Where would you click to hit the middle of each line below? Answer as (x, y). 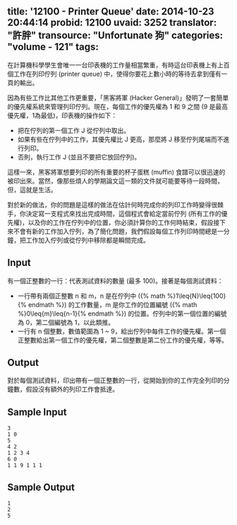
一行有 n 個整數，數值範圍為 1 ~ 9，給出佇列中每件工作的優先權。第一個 (122, 331)
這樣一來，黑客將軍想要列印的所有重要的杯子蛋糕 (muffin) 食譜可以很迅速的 (116, 172)
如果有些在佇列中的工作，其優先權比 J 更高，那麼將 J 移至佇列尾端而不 (120, 139)
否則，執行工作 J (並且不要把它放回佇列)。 (79, 157)
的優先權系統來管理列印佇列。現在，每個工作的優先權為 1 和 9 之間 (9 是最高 (117, 106)
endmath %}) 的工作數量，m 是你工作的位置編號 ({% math (113, 304)
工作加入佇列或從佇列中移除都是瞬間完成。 (87, 240)
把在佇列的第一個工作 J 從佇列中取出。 (74, 130)
